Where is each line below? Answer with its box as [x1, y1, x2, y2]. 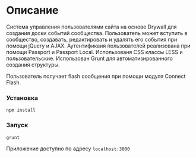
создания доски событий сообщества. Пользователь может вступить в [6, 29, 188, 36]
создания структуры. [6, 61, 60, 68]
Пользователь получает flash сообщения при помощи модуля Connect [6, 72, 186, 80]
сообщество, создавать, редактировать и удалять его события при [6, 36, 178, 43]
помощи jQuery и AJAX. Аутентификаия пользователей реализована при [6, 42, 191, 49]
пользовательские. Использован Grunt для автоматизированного [6, 55, 173, 62]
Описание [6, 4, 59, 17]
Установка [6, 93, 39, 102]
